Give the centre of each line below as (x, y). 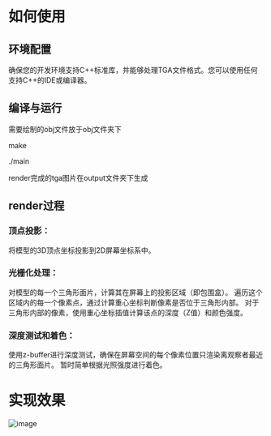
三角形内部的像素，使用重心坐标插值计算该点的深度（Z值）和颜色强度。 (128, 312)
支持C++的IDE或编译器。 (50, 80)
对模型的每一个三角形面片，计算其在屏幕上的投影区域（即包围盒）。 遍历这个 (135, 292)
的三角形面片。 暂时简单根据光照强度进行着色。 (88, 365)
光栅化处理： (34, 273)
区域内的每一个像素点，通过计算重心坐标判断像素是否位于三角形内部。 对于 (134, 302)
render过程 (37, 206)
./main (19, 161)
